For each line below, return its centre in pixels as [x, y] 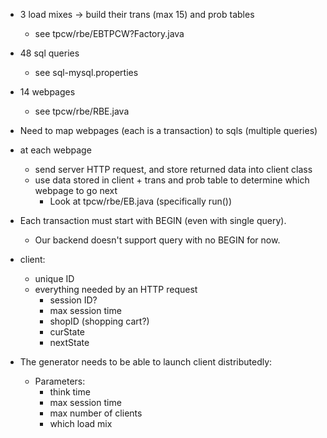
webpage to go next [76, 190]
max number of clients [96, 413]
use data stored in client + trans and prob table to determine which [172, 180]
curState [67, 332]
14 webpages [47, 92]
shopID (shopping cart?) [99, 321]
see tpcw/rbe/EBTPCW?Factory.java [109, 33]
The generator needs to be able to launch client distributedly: [146, 362]
